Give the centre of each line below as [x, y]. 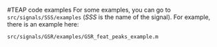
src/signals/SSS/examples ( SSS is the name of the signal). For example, [109, 17]
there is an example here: [43, 24]
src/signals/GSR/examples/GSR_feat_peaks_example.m [83, 37]
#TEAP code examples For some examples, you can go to [89, 10]
